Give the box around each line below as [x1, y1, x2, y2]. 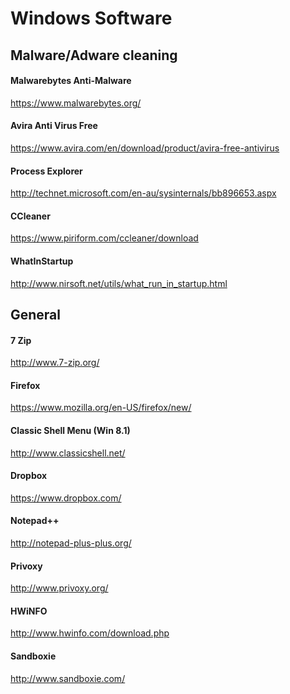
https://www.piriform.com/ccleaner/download [10, 232, 199, 244]
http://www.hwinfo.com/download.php [10, 627, 170, 639]
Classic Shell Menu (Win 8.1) [10, 424, 131, 436]
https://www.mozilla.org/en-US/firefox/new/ [10, 402, 192, 414]
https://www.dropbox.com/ [10, 492, 122, 504]
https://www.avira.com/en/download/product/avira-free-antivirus [10, 142, 280, 154]
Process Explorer [10, 165, 83, 177]
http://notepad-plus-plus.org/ [10, 537, 132, 549]
